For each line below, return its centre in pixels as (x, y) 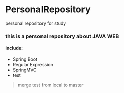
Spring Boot (25, 59)
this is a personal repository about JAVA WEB (62, 36)
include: (14, 48)
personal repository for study (36, 23)
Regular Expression (33, 65)
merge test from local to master (50, 85)
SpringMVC (25, 70)
